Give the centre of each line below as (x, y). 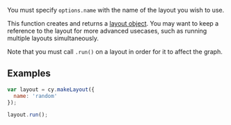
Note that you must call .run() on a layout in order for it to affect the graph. (115, 52)
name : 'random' (35, 96)
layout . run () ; (28, 115)
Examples (29, 73)
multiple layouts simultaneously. (53, 38)
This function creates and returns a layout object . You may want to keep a (113, 23)
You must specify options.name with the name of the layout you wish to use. (116, 10)
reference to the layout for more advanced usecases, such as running (107, 31)
